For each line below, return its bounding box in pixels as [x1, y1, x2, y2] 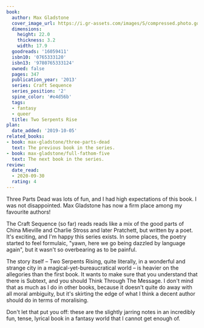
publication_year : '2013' [12, 77, 78, 83]
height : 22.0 [17, 32, 50, 38]
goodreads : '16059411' [12, 49, 69, 55]
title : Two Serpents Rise [12, 116, 78, 122]
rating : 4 [12, 179, 36, 185]
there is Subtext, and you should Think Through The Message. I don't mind [6, 277, 194, 284]
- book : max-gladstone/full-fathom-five [6, 150, 110, 156]
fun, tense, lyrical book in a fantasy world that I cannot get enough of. [6, 315, 181, 322]
